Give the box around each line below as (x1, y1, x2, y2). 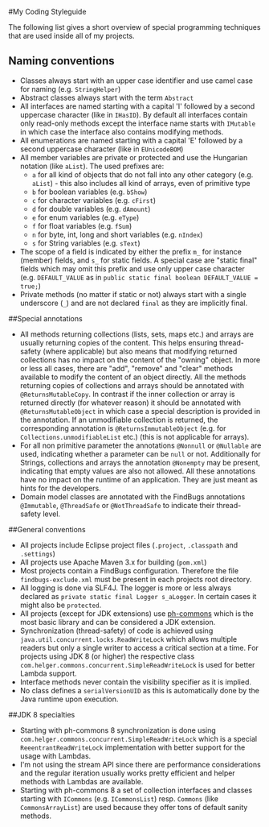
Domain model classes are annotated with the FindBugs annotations (19, 491, 246, 502)
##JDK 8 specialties (8, 709, 75, 719)
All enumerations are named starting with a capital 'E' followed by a (19, 135, 243, 145)
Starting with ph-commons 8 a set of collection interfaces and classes (19, 785, 253, 795)
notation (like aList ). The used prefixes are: (19, 161, 165, 171)
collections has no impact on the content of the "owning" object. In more (19, 354, 261, 365)
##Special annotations (8, 313, 83, 323)
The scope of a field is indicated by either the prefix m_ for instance (19, 246, 243, 256)
